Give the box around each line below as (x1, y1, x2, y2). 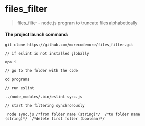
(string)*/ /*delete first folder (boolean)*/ (5, 116, 105, 121)
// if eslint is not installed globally (5, 51, 90, 56)
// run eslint (5, 86, 35, 91)
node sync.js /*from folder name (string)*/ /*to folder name (7, 112, 140, 117)
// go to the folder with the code (5, 68, 78, 73)
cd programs (5, 77, 30, 82)
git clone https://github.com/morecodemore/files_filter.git (5, 42, 134, 48)
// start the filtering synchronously (5, 103, 85, 108)
